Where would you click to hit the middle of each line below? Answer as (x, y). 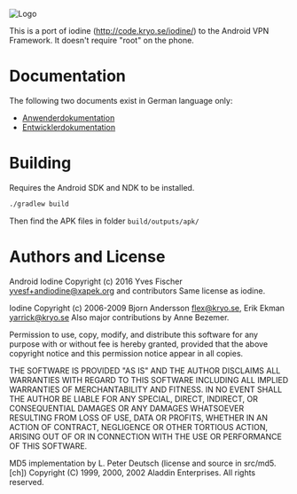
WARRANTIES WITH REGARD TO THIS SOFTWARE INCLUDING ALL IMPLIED (149, 380)
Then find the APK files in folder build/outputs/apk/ (104, 221)
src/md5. (260, 463)
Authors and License (87, 256)
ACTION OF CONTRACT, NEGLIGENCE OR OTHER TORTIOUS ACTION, (139, 427)
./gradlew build (39, 204)
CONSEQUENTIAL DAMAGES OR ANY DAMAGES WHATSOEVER (127, 408)
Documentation (68, 76)
